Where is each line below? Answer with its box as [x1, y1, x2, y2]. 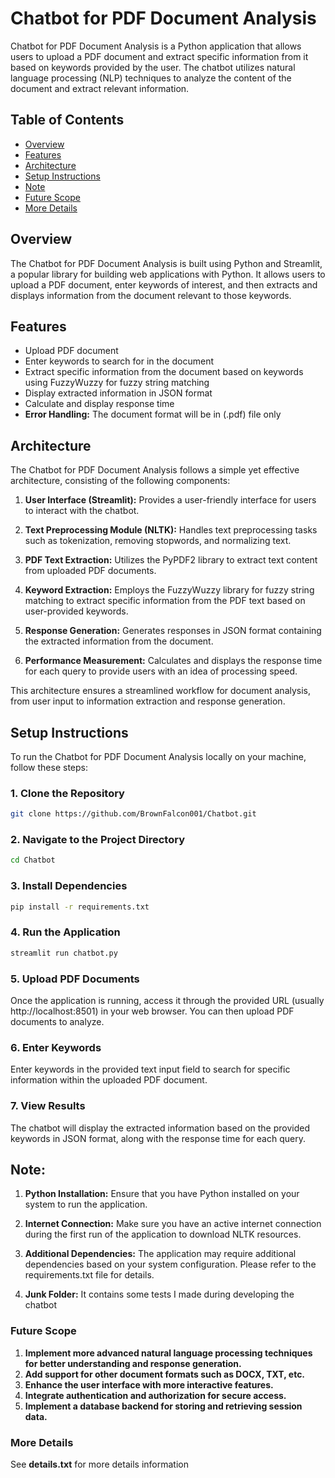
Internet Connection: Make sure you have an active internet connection [24, 1218, 322, 1230]
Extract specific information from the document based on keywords [24, 366, 304, 378]
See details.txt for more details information [10, 1458, 189, 1470]
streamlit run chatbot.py [10, 948, 118, 958]
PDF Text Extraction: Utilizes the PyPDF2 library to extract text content [24, 554, 318, 566]
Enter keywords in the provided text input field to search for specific [10, 1063, 291, 1076]
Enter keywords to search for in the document [24, 355, 214, 367]
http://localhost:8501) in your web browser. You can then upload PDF [10, 1005, 295, 1017]
